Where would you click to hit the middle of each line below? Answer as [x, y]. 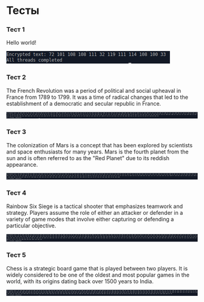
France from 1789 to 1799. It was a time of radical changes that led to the [97, 97]
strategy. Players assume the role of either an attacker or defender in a [95, 212]
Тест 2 [16, 78]
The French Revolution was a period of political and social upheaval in [94, 90]
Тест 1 [16, 30]
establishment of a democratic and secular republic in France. [84, 103]
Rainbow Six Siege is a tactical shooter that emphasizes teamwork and [95, 206]
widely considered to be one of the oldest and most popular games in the [98, 275]
